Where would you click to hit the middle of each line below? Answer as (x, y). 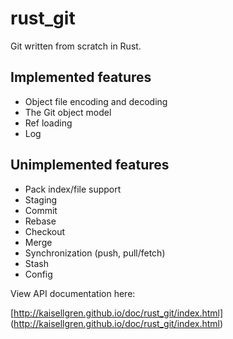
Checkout (45, 231)
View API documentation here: (73, 293)
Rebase (40, 221)
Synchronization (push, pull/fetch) (95, 253)
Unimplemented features (90, 165)
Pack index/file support (73, 189)
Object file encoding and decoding (96, 101)
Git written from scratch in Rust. (76, 46)
